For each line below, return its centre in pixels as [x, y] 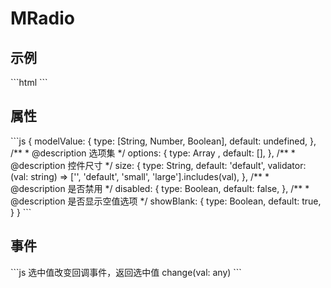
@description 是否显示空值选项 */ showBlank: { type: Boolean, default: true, [166, 201]
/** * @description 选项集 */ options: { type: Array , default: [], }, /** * [153, 153]
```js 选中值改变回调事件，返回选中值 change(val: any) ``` [126, 272]
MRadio [43, 18]
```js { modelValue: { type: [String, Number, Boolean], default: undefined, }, [163, 141]
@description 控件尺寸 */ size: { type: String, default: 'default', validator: [158, 165]
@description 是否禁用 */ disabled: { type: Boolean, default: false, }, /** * [160, 188]
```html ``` [29, 82]
